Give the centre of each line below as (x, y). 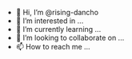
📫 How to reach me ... (53, 47)
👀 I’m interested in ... (50, 21)
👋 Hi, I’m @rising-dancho (57, 12)
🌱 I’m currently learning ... (58, 29)
